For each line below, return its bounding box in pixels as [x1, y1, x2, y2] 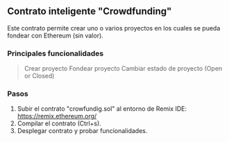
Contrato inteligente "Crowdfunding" [7, 6, 172, 17]
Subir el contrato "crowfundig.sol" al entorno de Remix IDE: [17, 105, 187, 113]
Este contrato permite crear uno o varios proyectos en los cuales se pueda [7, 24, 221, 32]
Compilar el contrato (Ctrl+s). [17, 119, 102, 127]
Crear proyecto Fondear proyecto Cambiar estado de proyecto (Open [24, 64, 223, 73]
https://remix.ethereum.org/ [17, 112, 97, 121]
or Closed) [24, 72, 55, 80]
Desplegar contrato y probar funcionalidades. [17, 127, 148, 135]
